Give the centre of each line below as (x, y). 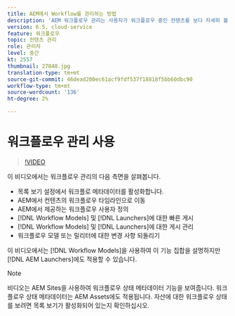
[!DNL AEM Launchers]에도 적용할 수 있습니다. (72, 259)
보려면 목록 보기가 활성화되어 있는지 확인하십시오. (82, 305)
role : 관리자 (24, 46)
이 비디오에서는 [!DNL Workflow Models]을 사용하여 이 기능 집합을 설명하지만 (114, 250)
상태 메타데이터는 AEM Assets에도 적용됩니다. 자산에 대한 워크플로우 (120, 296)
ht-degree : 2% (28, 99)
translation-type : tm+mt (43, 72)
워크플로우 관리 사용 (61, 142)
